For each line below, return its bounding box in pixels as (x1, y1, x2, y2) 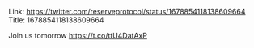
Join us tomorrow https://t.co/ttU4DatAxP (8, 31, 148, 40)
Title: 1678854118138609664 (8, 15, 104, 25)
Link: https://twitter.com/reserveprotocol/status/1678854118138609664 (8, 7, 246, 16)
